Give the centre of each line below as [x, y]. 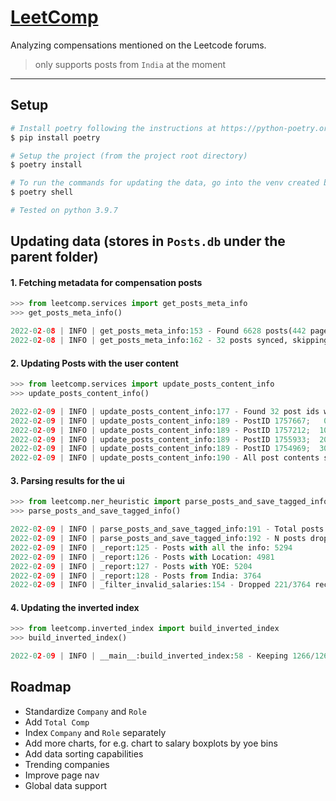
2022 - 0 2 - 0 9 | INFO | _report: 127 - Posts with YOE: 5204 [131, 566]
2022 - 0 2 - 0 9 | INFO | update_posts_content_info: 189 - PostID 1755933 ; [160, 439]
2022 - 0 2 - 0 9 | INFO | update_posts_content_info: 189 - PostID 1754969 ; [160, 449]
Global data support [66, 785]
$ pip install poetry [55, 137]
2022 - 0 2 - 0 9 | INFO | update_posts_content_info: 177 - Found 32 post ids [165, 411]
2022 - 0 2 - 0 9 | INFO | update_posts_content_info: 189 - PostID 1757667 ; [160, 421]
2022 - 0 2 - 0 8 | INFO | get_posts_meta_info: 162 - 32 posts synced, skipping [169, 341]
